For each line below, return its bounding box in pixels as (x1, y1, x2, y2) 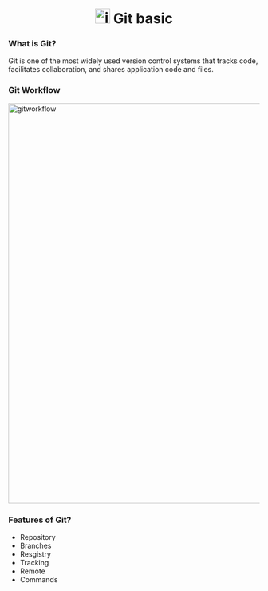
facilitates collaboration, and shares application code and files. (8, 65, 214, 74)
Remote (19, 566, 46, 576)
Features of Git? (8, 514, 72, 525)
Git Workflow (8, 85, 61, 96)
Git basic (112, 10, 174, 28)
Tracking (19, 558, 49, 568)
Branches (19, 541, 52, 551)
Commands (19, 575, 58, 585)
